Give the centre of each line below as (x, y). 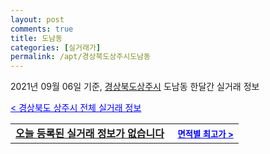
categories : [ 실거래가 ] (56, 47)
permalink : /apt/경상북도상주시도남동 (80, 57)
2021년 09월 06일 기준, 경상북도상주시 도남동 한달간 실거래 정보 (135, 87)
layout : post (37, 19)
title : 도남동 (36, 38)
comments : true (42, 29)
